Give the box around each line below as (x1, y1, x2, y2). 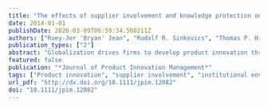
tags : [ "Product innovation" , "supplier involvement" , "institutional (8, 71, 248, 79)
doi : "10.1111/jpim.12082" (8, 85, 98, 94)
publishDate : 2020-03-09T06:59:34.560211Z (8, 26, 152, 34)
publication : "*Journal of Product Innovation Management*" (8, 64, 213, 72)
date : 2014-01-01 (8, 19, 66, 27)
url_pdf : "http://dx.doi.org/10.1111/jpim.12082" (8, 78, 177, 86)
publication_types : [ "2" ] (8, 41, 94, 49)
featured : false (8, 57, 62, 65)
